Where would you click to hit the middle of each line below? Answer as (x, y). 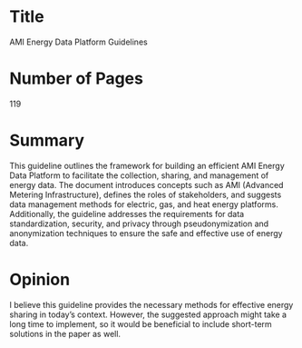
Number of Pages (76, 79)
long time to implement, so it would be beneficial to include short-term (141, 323)
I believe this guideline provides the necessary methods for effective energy (151, 304)
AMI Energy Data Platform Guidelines (78, 42)
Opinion (40, 280)
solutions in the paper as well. (65, 333)
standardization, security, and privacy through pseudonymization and (139, 224)
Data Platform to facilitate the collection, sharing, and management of (139, 175)
